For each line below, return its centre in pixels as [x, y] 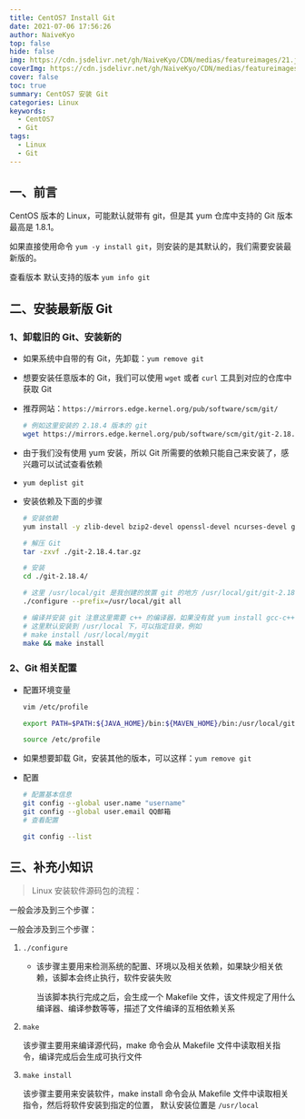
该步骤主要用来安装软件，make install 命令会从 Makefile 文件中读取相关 [155, 1094]
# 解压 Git [42, 543]
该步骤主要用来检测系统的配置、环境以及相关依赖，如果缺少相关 [155, 966]
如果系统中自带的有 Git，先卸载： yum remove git [113, 358]
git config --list [57, 837]
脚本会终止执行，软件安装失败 [116, 978]
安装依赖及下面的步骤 [62, 500]
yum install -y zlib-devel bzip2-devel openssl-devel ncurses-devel [155, 527]
